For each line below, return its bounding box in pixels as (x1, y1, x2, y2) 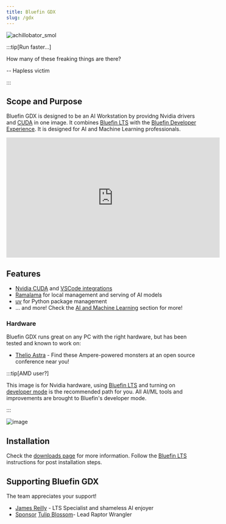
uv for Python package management (15, 298, 107, 305)
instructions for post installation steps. (6, 459, 102, 466)
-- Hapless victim (6, 66, 50, 74)
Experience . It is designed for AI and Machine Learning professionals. (6, 126, 181, 133)
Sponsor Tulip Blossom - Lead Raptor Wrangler (15, 511, 132, 519)
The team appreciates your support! (6, 492, 97, 500)
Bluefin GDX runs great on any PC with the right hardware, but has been (6, 333, 187, 340)
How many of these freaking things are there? (6, 55, 122, 62)
